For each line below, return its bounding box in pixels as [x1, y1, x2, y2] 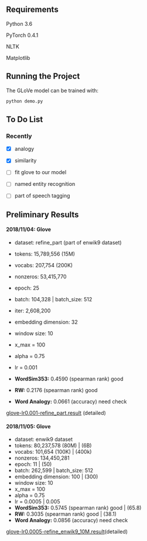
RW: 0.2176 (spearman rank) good [14, 387, 98, 394]
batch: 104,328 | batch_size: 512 [14, 296, 93, 303]
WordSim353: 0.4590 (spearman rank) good [14, 375, 124, 383]
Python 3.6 [6, 20, 33, 27]
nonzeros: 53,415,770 [14, 273, 67, 280]
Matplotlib [6, 54, 30, 61]
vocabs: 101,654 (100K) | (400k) [14, 448, 92, 455]
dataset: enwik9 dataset [14, 436, 73, 443]
